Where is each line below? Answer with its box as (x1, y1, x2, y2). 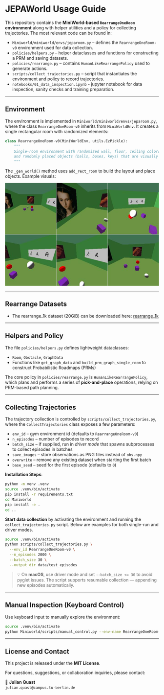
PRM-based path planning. (5, 384, 59, 390)
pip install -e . (5, 502, 41, 507)
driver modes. (5, 527, 33, 533)
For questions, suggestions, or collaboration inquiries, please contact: (5, 670, 145, 676)
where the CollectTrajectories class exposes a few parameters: (5, 421, 136, 427)
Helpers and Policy (5, 332, 63, 340)
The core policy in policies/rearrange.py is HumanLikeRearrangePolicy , (5, 374, 148, 380)
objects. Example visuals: (5, 173, 56, 179)
